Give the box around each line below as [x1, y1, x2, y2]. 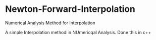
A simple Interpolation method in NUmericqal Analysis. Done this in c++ [5, 29, 152, 35]
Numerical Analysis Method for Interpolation [5, 20, 96, 26]
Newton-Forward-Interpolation [5, 3, 135, 15]
